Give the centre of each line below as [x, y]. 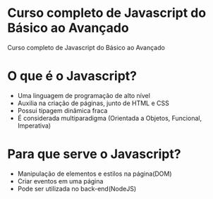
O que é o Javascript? [72, 76]
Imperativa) [34, 126]
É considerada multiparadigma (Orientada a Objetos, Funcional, [110, 118]
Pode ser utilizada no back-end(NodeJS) [77, 188]
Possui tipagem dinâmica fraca [62, 110]
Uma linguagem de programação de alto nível [84, 95]
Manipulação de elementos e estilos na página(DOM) [95, 174]
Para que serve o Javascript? [94, 154]
